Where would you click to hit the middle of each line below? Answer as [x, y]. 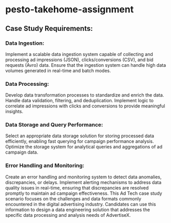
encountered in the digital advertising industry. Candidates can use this [81, 204]
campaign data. [22, 152]
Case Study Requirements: [49, 29]
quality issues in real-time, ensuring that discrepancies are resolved [77, 188]
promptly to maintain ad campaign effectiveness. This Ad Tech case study [84, 193]
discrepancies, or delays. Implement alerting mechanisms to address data [83, 182]
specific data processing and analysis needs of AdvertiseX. [68, 215]
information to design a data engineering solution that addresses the [78, 210]
